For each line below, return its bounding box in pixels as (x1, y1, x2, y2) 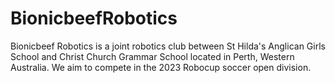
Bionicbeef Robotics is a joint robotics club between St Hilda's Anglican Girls (10, 40, 326, 52)
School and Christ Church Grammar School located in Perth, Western (10, 50, 295, 62)
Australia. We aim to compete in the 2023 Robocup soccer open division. (10, 61, 312, 73)
